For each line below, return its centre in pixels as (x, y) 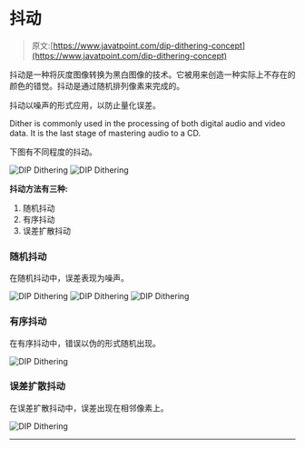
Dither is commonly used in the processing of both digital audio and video (148, 123)
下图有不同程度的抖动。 (53, 152)
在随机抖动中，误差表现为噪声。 (69, 278)
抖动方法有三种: (39, 188)
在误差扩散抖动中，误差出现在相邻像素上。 (89, 408)
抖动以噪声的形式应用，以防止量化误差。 (85, 105)
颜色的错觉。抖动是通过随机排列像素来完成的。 (97, 85)
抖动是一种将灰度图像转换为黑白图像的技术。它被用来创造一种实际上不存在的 (152, 75)
